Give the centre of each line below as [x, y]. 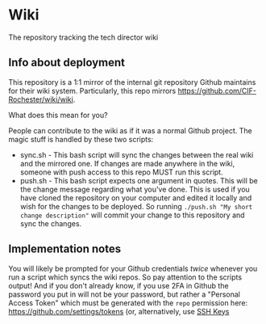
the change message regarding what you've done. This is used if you [135, 189]
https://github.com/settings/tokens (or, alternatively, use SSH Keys [119, 311]
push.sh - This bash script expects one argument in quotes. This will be [139, 180]
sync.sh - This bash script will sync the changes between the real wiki [137, 154]
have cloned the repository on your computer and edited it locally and [136, 198]
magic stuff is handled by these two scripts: [81, 139]
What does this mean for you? [58, 115]
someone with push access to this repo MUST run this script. [121, 172]
